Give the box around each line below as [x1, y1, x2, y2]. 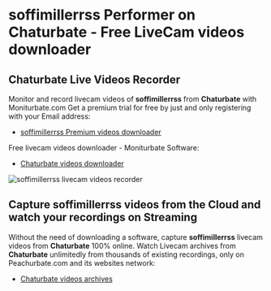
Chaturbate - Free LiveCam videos [8, 23, 245, 41]
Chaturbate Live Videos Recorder [8, 72, 181, 86]
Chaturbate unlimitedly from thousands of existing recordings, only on [8, 250, 245, 259]
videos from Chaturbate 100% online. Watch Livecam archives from [8, 241, 237, 250]
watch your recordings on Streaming [8, 211, 197, 224]
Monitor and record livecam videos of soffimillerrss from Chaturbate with [8, 94, 257, 103]
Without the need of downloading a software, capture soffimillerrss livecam [8, 232, 264, 241]
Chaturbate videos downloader [19, 159, 124, 168]
